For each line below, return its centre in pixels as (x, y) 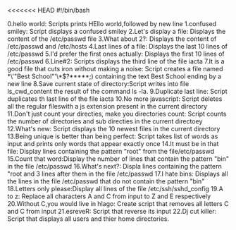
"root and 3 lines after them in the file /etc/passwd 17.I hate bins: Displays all (118, 174)
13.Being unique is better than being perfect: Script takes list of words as (113, 136)
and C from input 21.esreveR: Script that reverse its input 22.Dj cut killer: (112, 211)
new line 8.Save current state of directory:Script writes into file (98, 84)
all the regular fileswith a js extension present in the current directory (107, 106)
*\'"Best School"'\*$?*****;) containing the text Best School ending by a (114, 76)
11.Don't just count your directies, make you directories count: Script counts (117, 114)
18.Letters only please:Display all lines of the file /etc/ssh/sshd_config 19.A (115, 189)
